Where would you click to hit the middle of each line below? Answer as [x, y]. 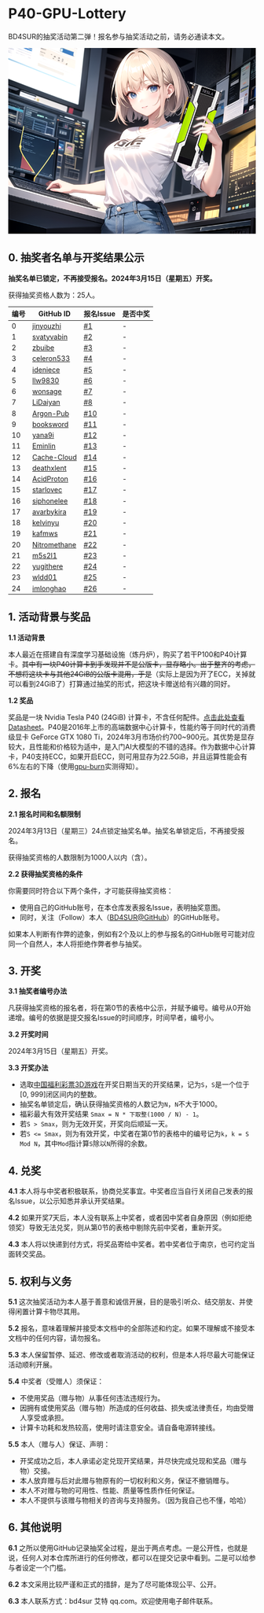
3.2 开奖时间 [28, 1034]
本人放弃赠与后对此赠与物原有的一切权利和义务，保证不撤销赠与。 [126, 1481]
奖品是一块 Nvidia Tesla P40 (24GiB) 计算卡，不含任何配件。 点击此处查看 [126, 717]
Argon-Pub [51, 413]
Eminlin [44, 446]
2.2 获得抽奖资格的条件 [46, 874]
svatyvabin [50, 337]
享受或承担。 [47, 1418]
